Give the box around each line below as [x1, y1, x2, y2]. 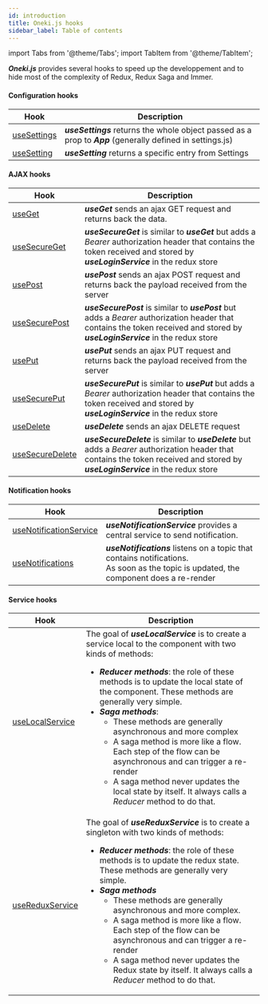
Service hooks [8, 595, 57, 604]
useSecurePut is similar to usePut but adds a [85, 377, 255, 389]
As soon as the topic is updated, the [105, 562, 240, 573]
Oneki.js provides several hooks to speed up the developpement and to [8, 64, 244, 73]
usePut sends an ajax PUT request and [85, 345, 231, 356]
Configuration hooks [8, 90, 78, 100]
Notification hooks [8, 486, 72, 496]
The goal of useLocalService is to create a [85, 628, 247, 639]
